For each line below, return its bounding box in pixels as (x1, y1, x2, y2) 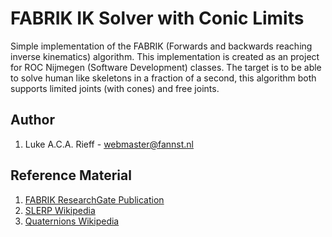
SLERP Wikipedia (24, 204, 96, 216)
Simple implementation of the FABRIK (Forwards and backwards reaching (10, 40, 313, 52)
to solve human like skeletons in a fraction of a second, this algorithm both (10, 72, 317, 84)
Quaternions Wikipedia (24, 215, 120, 227)
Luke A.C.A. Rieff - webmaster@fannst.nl (24, 138, 195, 150)
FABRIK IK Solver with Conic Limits (10, 7, 305, 30)
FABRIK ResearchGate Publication (24, 193, 165, 206)
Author (10, 112, 55, 129)
